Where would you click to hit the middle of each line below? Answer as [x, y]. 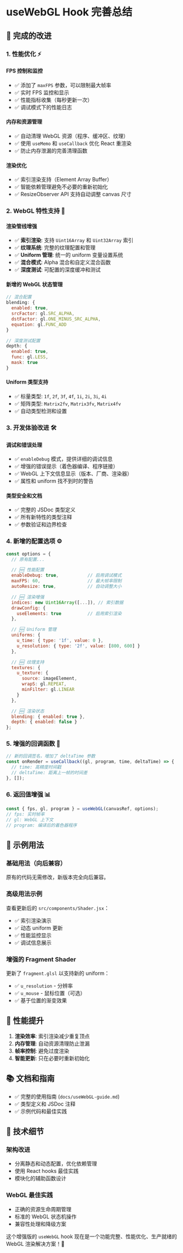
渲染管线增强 [21, 226]
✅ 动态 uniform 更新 [39, 928]
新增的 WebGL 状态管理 [35, 284]
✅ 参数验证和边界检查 [41, 524]
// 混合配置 [19, 297]
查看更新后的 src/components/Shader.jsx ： [58, 908]
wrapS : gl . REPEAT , [44, 684]
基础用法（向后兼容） [36, 863]
